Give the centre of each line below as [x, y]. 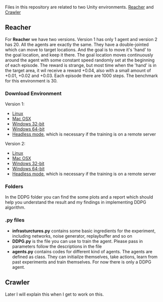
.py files [15, 220]
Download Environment [33, 93]
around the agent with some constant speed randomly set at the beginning [80, 60]
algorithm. [15, 207]
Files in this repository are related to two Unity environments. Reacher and [80, 7]
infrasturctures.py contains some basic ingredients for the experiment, [84, 231]
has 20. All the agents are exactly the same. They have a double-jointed [77, 44]
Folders [14, 186]
